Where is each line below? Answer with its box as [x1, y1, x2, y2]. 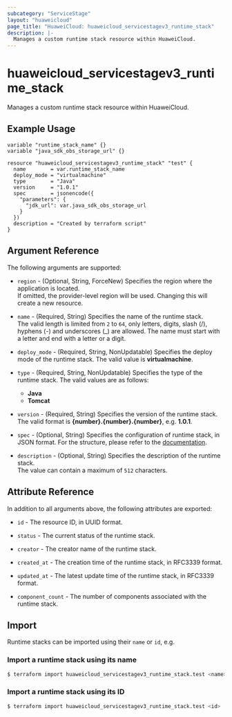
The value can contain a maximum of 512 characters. [17, 466, 168, 474]
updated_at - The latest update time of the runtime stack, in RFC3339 [17, 571, 214, 579]
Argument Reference [7, 245, 99, 257]
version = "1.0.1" [13, 184, 79, 191]
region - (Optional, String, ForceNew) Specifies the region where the [17, 277, 213, 285]
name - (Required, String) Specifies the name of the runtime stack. [17, 312, 204, 320]
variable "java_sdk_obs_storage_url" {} [7, 147, 126, 154]
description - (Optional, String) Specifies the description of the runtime [17, 451, 221, 460]
